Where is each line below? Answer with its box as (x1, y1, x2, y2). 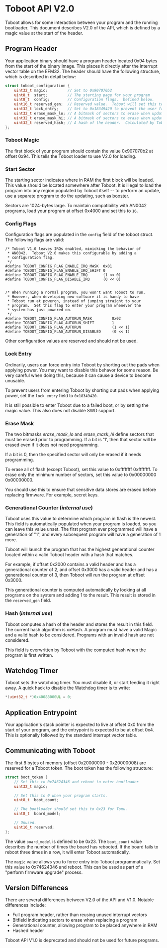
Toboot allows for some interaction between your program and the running (5, 19, 158, 25)
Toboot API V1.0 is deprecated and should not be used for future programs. (5, 937, 159, 944)
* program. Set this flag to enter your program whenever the (7, 303, 141, 308)
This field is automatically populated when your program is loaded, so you (5, 521, 157, 527)
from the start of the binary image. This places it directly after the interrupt (5, 63, 158, 69)
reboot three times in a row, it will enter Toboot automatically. (5, 849, 130, 855)
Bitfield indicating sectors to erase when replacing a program (12, 917, 138, 923)
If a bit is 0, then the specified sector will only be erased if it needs (5, 451, 142, 457)
